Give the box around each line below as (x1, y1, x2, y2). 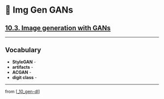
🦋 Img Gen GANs (5, 4, 73, 16)
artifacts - (12, 64, 33, 70)
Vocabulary (5, 46, 41, 54)
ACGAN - (12, 69, 32, 75)
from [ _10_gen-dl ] (5, 88, 40, 94)
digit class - (12, 74, 37, 80)
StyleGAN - (12, 59, 36, 65)
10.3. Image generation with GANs (5, 24, 111, 32)
